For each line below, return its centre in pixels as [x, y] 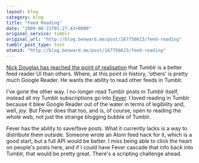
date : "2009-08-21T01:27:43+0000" [49, 28]
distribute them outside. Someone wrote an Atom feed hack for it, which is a [99, 134]
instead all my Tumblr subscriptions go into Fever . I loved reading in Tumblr [98, 98]
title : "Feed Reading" [34, 23]
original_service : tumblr [38, 34]
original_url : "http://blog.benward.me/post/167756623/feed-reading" [94, 39]
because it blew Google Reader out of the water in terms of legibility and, [96, 104]
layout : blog [22, 12]
